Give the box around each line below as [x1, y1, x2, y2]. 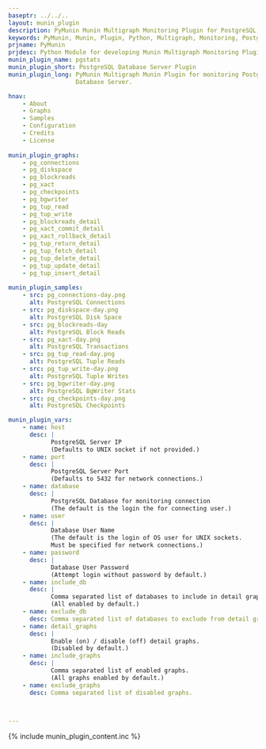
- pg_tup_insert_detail [22, 269, 101, 277]
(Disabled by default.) [50, 644, 129, 652]
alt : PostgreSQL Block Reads [28, 328, 126, 336]
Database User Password [50, 564, 129, 571]
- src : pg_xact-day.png [22, 335, 101, 343]
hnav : [8, 92, 26, 100]
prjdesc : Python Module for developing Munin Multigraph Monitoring [8, 48, 239, 56]
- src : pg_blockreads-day [22, 320, 108, 329]
